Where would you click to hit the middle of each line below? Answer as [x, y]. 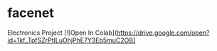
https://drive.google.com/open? [163, 33]
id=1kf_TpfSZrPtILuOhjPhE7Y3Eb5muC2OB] [72, 40]
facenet [31, 13]
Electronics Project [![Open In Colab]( [62, 33]
